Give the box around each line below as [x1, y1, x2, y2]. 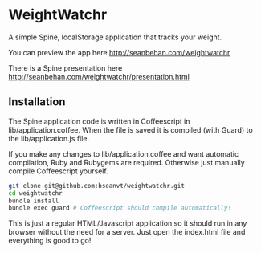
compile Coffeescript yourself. [8, 166, 108, 176]
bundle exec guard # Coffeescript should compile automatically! [8, 204, 231, 212]
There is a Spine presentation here [8, 63, 123, 73]
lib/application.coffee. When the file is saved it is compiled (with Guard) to [8, 124, 253, 134]
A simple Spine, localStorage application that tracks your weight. [8, 32, 222, 42]
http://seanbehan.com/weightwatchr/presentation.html [8, 71, 190, 81]
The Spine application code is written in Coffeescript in [8, 116, 190, 126]
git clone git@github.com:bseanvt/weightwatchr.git [8, 182, 185, 190]
